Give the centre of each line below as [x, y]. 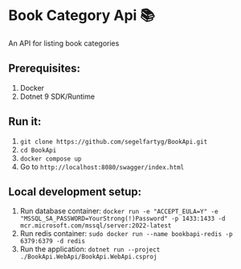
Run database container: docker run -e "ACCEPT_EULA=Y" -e [119, 211]
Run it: [25, 122]
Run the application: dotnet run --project [90, 249]
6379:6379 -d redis [53, 242]
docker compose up [51, 159]
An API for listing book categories [64, 43]
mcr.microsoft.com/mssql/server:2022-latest [96, 226]
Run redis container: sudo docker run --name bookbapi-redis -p [126, 234]
